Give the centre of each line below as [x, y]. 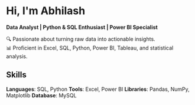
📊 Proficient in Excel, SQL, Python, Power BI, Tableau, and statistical [90, 48]
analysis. [17, 56]
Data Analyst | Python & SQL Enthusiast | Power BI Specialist [82, 27]
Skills [16, 75]
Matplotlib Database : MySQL [41, 95]
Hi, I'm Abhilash [46, 11]
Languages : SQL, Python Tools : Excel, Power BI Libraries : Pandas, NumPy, [98, 89]
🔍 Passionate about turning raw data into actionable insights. [81, 39]
